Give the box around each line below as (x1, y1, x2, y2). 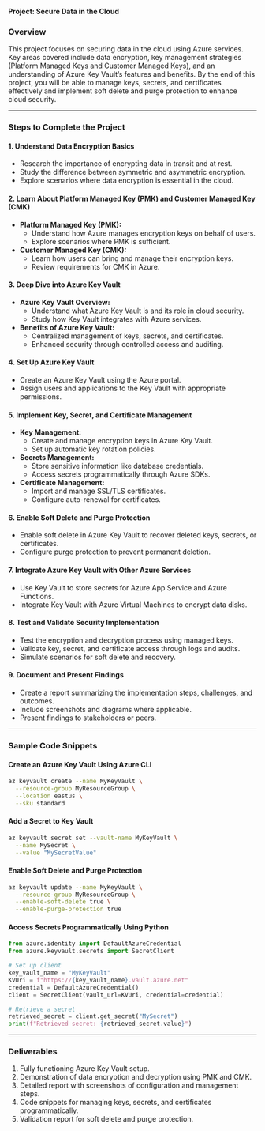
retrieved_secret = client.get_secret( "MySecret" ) (8, 1012, 178, 1020)
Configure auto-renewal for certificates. (31, 495, 162, 504)
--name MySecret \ (15, 841, 77, 849)
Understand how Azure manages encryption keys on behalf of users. (31, 228, 256, 238)
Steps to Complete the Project (8, 122, 125, 133)
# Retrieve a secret (8, 1005, 77, 1013)
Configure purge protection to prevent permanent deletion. (19, 547, 211, 556)
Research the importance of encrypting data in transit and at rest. (19, 159, 233, 168)
